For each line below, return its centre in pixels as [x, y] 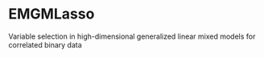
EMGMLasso [52, 14]
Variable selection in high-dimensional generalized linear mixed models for [132, 36]
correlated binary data [45, 44]
